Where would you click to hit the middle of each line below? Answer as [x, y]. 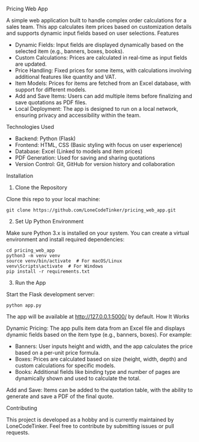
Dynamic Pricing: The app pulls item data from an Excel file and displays [96, 328]
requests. [18, 432]
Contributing [22, 408]
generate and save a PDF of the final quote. [60, 396]
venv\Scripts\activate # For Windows [55, 266]
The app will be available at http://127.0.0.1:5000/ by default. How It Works [98, 316]
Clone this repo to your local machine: [53, 199]
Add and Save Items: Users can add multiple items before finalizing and [103, 96]
